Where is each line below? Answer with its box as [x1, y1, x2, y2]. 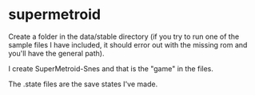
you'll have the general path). [8, 48, 105, 58]
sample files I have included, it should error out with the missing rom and [8, 40, 248, 49]
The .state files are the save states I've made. [8, 79, 158, 89]
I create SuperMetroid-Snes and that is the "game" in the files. [8, 63, 213, 73]
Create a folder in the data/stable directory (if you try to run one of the [8, 32, 240, 41]
